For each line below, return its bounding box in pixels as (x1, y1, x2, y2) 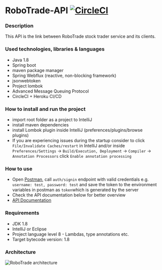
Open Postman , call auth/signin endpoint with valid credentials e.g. (12, 176, 149, 182)
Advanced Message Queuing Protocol (12, 88, 89, 94)
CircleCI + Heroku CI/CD (12, 93, 62, 99)
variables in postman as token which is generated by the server (12, 187, 139, 193)
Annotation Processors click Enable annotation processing (12, 153, 132, 159)
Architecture (5, 248, 36, 255)
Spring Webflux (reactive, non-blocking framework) (12, 73, 116, 78)
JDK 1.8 (12, 221, 28, 226)
